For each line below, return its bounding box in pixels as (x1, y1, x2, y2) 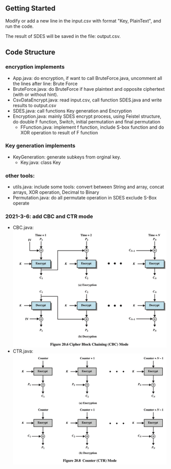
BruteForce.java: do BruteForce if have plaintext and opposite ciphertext (12, 86, 165, 92)
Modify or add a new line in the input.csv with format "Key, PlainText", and (5, 17, 161, 24)
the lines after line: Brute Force (12, 80, 78, 87)
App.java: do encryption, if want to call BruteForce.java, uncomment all (12, 75, 162, 81)
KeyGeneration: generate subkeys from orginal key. (12, 154, 121, 160)
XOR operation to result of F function (20, 129, 98, 135)
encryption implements (5, 64, 65, 71)
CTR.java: (12, 348, 33, 354)
